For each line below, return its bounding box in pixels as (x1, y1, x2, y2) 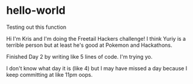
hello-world (6, 4, 66, 17)
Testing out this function (6, 23, 67, 31)
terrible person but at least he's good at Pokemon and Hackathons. (6, 41, 173, 49)
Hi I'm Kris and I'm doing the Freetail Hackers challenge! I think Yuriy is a (6, 35, 186, 42)
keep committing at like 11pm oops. (6, 71, 93, 78)
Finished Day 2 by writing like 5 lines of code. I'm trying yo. (6, 53, 153, 60)
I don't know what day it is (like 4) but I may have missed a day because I (6, 64, 188, 72)
